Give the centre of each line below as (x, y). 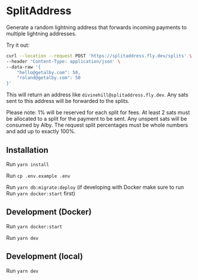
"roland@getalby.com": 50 (49, 78)
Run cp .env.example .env (38, 176)
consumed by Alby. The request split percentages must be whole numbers (97, 125)
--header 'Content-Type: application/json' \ (63, 61)
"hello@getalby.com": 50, (49, 72)
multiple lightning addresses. (41, 33)
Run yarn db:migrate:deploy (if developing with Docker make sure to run (95, 187)
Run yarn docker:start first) (41, 193)
